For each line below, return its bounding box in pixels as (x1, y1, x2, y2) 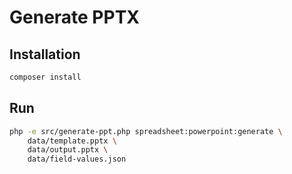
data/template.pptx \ (27, 136, 117, 146)
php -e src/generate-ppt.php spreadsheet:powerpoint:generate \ (9, 126, 283, 136)
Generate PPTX (9, 6, 141, 29)
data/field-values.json (27, 154, 127, 165)
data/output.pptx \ (27, 145, 109, 155)
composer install (9, 72, 82, 82)
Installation (9, 46, 81, 63)
